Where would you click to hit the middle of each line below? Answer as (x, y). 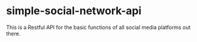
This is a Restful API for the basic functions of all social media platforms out (99, 27)
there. (13, 33)
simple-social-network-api (74, 11)
